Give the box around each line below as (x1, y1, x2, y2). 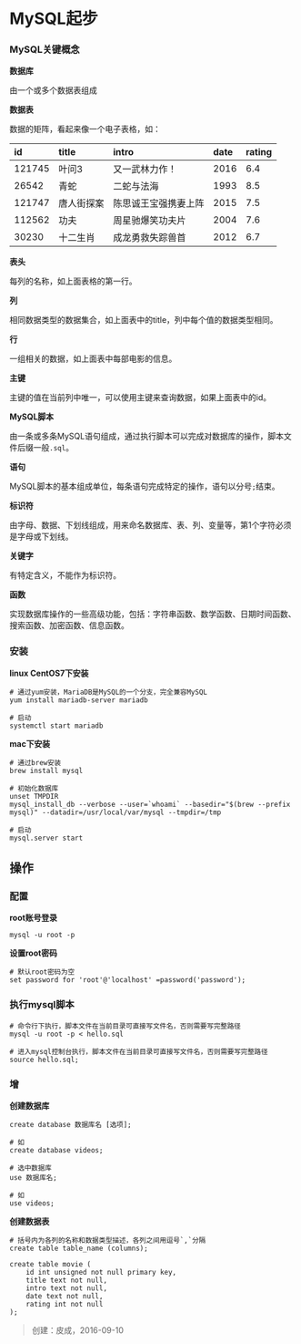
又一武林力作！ (113, 163, 177, 176)
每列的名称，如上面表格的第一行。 (9, 275, 137, 287)
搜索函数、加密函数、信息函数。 (9, 620, 129, 631)
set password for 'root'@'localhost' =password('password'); (9, 976, 246, 985)
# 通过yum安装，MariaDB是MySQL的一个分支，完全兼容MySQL (9, 688, 207, 697)
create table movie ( (9, 1260, 92, 1269)
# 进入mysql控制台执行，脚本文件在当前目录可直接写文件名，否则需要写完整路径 (9, 1047, 268, 1056)
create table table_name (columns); (9, 1244, 148, 1254)
